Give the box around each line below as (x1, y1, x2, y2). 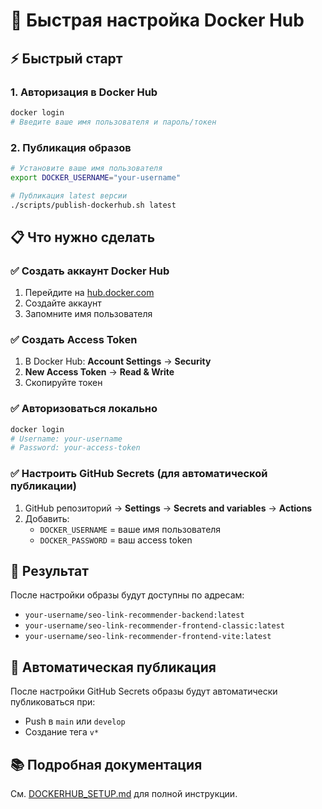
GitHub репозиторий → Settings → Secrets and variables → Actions (24, 502, 313, 514)
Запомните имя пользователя (24, 308, 153, 320)
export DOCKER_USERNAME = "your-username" (10, 172, 182, 183)
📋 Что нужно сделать (10, 229, 156, 246)
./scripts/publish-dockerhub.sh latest (10, 200, 177, 210)
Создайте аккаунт (24, 297, 102, 309)
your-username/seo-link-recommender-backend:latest (24, 610, 245, 621)
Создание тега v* (24, 726, 100, 738)
